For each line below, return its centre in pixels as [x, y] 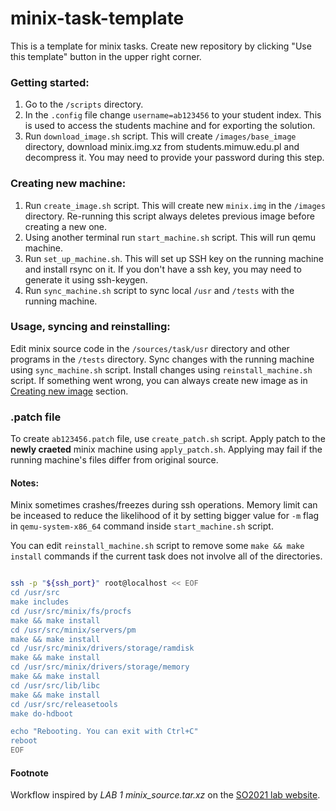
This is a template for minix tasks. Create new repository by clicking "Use [161, 46]
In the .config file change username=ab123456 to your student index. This [173, 115]
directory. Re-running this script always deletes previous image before [169, 216]
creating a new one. [65, 226]
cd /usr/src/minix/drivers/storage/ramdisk [102, 648]
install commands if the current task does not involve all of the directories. [166, 556]
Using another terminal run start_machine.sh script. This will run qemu [170, 237]
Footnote [29, 773]
